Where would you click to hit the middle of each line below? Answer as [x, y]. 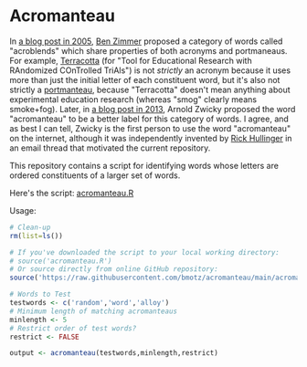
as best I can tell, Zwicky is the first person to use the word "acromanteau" [150, 128]
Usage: [23, 210]
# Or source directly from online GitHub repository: [114, 269]
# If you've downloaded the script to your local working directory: [145, 252]
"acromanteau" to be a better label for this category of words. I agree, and [149, 119]
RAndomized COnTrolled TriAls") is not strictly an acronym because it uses [150, 70]
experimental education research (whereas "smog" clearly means [133, 99]
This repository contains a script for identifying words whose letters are [144, 165]
